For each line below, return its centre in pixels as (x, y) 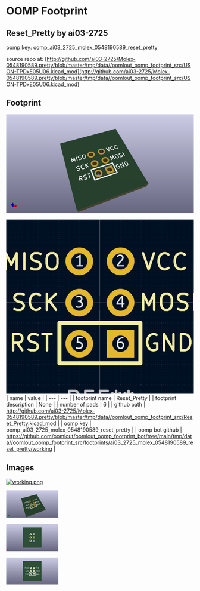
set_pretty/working (29, 449)
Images (20, 468)
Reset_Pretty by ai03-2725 (57, 33)
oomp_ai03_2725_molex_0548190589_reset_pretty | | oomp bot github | (94, 430)
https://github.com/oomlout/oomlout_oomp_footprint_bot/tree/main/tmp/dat (99, 436)
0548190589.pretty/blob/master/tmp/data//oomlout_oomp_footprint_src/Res (99, 417)
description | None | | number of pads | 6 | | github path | (76, 405)
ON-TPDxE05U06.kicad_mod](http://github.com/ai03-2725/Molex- (88, 72)
